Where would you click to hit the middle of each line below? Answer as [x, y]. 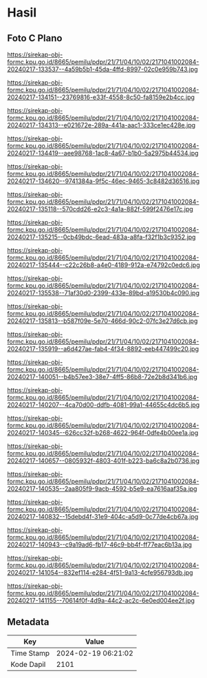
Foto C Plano [35, 38]
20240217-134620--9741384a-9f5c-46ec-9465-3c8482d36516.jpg [103, 181]
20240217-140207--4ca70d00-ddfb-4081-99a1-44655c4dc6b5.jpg [103, 405]
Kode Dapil [28, 664]
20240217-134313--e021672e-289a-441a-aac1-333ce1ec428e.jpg [101, 125]
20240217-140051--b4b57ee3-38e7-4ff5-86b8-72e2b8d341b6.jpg [102, 377]
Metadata [28, 622]
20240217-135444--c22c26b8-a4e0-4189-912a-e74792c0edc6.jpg [104, 265]
